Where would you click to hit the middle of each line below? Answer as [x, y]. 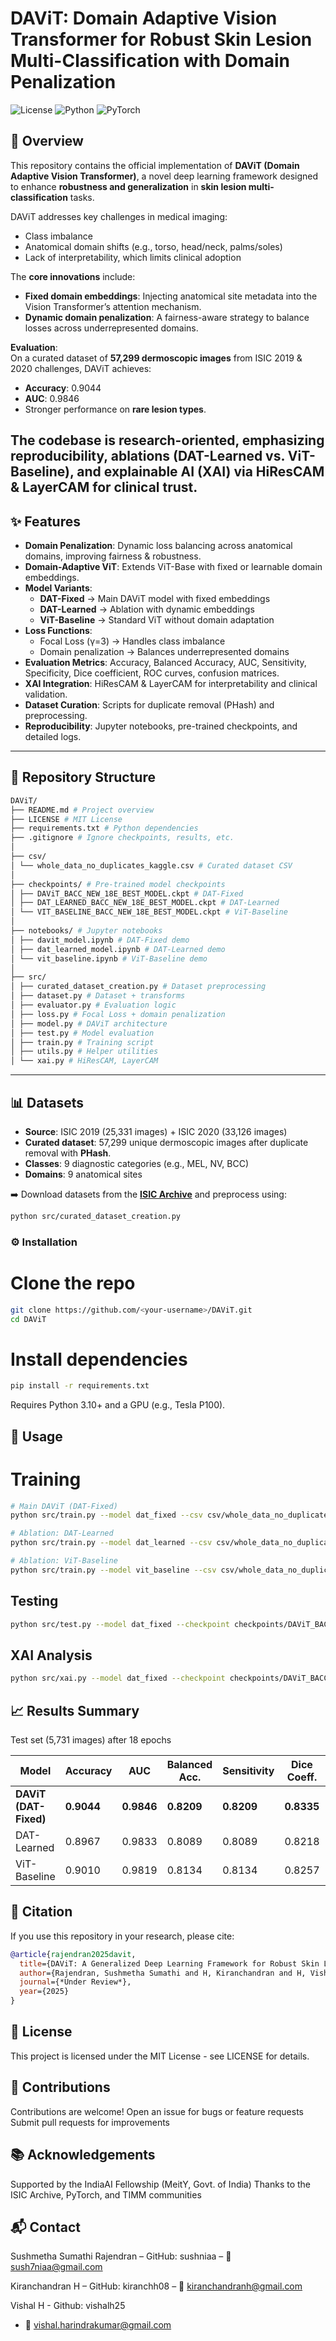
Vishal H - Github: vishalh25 [68, 2306]
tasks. [82, 197]
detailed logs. [53, 736]
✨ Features [45, 521]
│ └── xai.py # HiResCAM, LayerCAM [84, 1061]
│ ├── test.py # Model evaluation [82, 1033]
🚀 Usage [36, 1436]
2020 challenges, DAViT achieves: [81, 368]
